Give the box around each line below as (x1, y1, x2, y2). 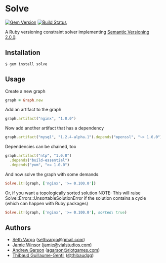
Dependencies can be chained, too (5, 144, 77, 150)
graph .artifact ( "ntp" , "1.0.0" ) (5, 153, 72, 158)
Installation (5, 48, 41, 57)
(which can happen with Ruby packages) (5, 200, 88, 206)
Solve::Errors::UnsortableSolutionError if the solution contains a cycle (5, 195, 146, 201)
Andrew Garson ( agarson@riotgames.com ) (12, 247, 100, 253)
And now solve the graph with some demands (5, 171, 99, 177)
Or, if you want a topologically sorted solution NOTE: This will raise (5, 190, 141, 196)
